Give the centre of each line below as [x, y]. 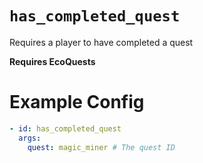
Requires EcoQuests [52, 61]
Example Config [77, 102]
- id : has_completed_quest [65, 128]
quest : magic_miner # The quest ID [101, 147]
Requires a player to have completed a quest [101, 42]
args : [30, 138]
